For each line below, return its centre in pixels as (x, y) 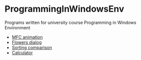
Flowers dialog (27, 42)
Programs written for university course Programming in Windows (70, 22)
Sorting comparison (32, 47)
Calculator (22, 53)
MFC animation (27, 37)
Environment (18, 27)
